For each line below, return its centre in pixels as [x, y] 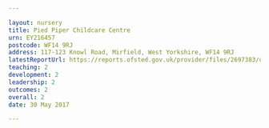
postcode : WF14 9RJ [41, 45]
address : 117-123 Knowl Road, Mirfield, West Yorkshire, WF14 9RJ [121, 53]
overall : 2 [26, 97]
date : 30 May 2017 [39, 105]
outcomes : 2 [28, 90]
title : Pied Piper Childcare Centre [69, 30]
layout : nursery [35, 22]
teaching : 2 [28, 68]
